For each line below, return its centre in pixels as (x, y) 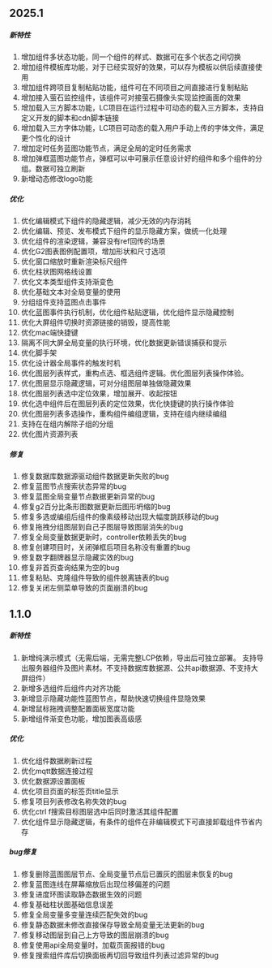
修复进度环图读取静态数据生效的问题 (81, 894)
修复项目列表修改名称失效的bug (74, 801)
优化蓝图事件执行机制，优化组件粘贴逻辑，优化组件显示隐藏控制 (127, 313)
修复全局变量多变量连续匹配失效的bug (84, 914)
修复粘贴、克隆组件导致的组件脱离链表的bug (95, 578)
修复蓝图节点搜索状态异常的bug (74, 486)
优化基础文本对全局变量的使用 (70, 292)
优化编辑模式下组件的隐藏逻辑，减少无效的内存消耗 (106, 221)
